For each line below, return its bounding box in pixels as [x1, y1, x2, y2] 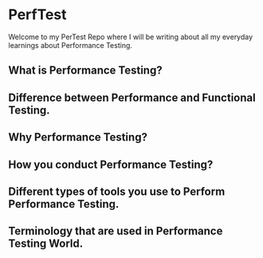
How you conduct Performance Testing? [8, 157, 214, 171]
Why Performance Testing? [8, 130, 147, 145]
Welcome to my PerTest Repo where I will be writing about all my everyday [8, 32, 253, 42]
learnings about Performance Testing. [8, 40, 133, 50]
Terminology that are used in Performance [8, 224, 223, 238]
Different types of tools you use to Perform [8, 185, 226, 198]
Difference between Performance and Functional [8, 90, 257, 105]
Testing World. [8, 237, 84, 251]
